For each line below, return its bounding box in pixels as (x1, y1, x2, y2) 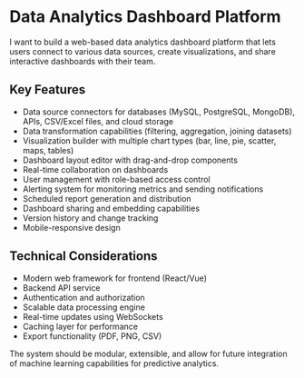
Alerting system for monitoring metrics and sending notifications (22, 184, 264, 194)
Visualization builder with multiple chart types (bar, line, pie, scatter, (22, 134, 277, 146)
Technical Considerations (9, 248, 158, 264)
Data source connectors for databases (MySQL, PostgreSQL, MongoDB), (22, 106, 296, 117)
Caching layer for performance (22, 321, 139, 332)
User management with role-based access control (22, 174, 211, 184)
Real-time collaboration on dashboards (22, 164, 169, 174)
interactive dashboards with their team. (9, 55, 156, 66)
